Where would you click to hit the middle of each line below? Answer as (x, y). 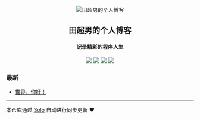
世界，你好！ (30, 92)
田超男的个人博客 (100, 31)
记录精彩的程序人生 (100, 46)
